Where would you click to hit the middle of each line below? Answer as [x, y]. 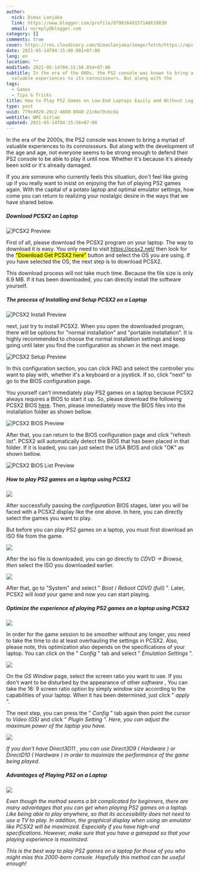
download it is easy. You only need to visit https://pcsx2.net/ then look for [97, 249]
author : [16, 12]
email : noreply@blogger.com [47, 28]
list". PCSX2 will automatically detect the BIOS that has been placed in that [98, 441]
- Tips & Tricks [32, 95]
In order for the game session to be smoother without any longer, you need [99, 634]
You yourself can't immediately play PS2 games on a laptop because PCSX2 [100, 393]
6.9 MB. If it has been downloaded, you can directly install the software [93, 280]
